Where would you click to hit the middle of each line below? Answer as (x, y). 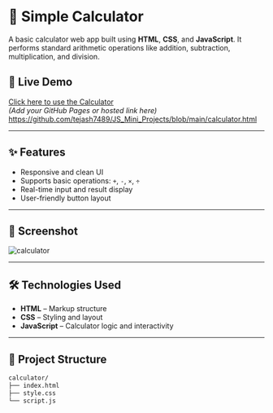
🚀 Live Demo (41, 82)
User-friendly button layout (65, 198)
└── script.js (32, 401)
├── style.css (32, 393)
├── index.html (34, 385)
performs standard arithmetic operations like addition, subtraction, (119, 47)
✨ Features (37, 153)
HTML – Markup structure (63, 309)
